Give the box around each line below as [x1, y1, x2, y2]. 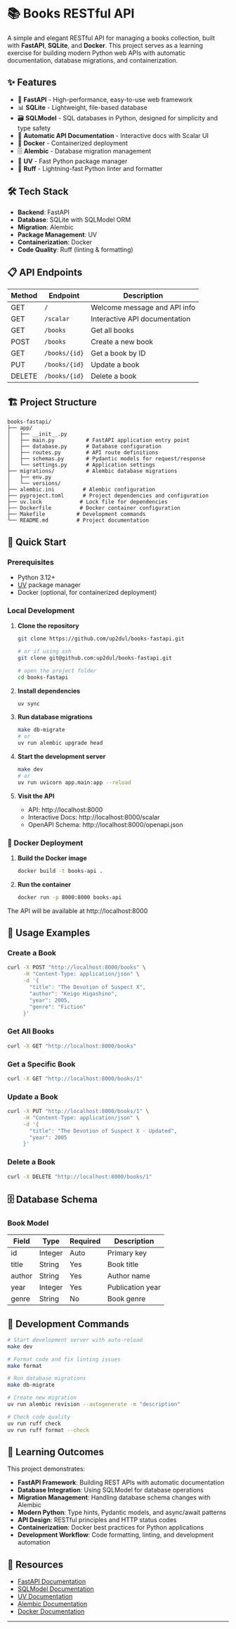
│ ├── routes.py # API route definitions [7, 449, 159, 456]
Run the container [17, 880, 72, 888]
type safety [17, 124, 51, 132]
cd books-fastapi [17, 674, 69, 681]
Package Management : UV [17, 230, 98, 239]
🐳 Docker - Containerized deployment [17, 139, 129, 147]
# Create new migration [7, 1395, 77, 1402]
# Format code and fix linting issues [7, 1356, 121, 1363]
